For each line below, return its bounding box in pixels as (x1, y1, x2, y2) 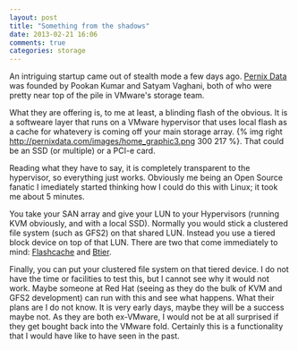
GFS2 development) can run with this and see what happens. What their (9, 293, 275, 303)
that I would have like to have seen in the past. (9, 330, 181, 341)
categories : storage (9, 47, 87, 55)
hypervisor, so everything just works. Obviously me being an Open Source (9, 172, 284, 184)
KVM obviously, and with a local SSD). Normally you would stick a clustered (9, 218, 289, 229)
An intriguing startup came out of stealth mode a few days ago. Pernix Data (9, 71, 287, 81)
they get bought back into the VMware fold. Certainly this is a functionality (9, 321, 284, 332)
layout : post (9, 13, 58, 22)
